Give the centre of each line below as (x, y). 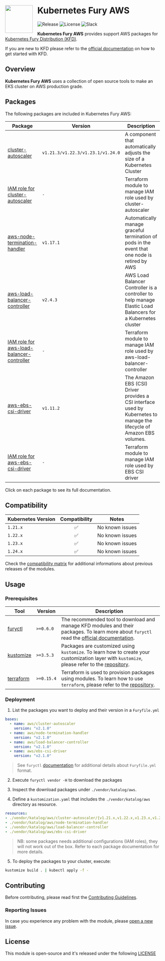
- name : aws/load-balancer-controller (49, 742)
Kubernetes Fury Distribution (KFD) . (41, 39)
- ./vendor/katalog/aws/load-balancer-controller (57, 827)
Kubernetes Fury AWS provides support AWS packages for (98, 33)
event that (137, 249)
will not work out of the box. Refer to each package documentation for (88, 846)
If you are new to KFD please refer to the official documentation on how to (80, 48)
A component (140, 134)
